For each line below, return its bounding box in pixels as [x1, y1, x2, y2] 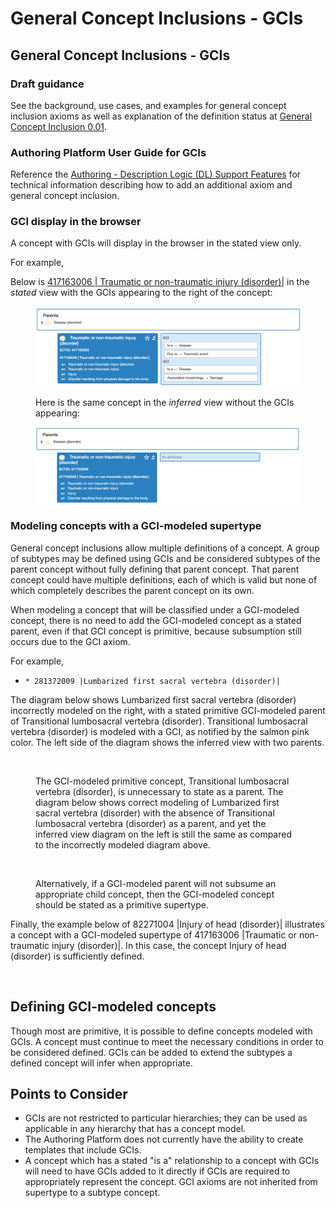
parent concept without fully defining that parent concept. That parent [10, 563, 300, 575]
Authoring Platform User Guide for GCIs [10, 145, 207, 159]
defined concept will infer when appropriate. [10, 1057, 193, 1069]
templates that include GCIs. [24, 1144, 142, 1156]
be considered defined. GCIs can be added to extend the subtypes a [10, 1046, 293, 1058]
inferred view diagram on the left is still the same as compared [35, 828, 292, 840]
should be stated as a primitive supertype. [35, 898, 209, 911]
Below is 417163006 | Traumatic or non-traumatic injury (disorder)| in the [10, 276, 310, 288]
